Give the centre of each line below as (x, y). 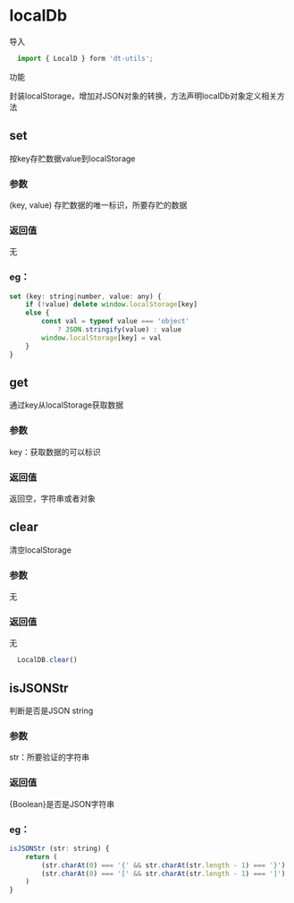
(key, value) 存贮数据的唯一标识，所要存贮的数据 (98, 205)
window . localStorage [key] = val (102, 338)
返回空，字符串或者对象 (52, 498)
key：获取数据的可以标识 (55, 451)
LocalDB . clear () (47, 660)
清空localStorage (40, 550)
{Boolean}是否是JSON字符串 (62, 804)
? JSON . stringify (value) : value (119, 330)
